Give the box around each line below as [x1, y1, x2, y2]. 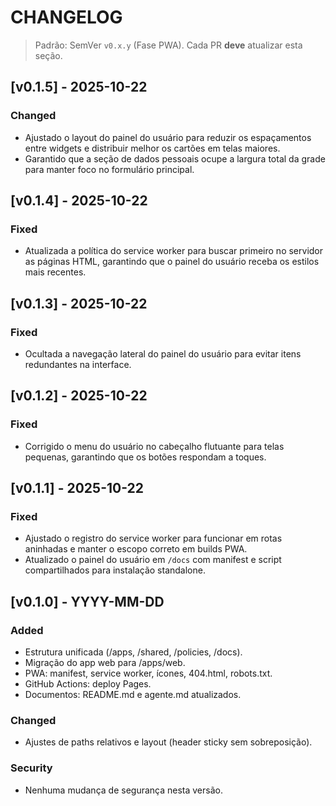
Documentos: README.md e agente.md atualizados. [24, 689, 242, 701]
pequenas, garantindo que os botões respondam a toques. [24, 451, 267, 463]
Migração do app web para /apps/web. [24, 657, 186, 669]
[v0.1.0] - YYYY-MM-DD [10, 593, 165, 610]
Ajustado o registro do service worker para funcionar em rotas [24, 532, 283, 545]
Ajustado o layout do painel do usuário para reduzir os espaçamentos [24, 131, 312, 143]
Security [10, 761, 53, 775]
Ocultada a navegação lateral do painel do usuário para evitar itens [24, 348, 302, 360]
